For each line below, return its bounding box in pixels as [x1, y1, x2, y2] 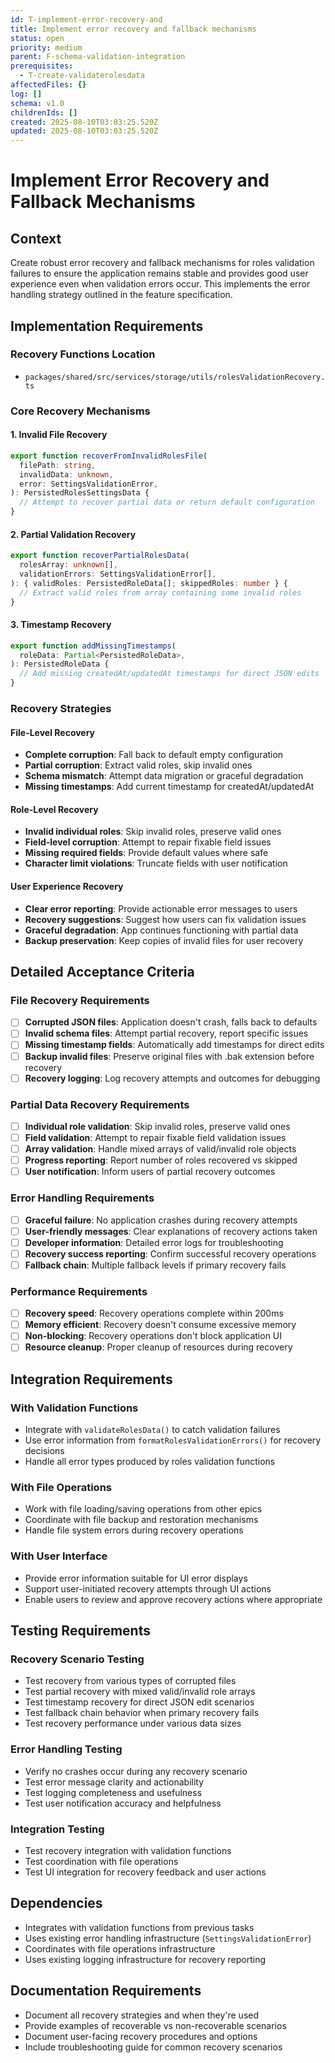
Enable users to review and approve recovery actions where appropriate [24, 1593, 323, 1605]
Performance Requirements [10, 1284, 148, 1298]
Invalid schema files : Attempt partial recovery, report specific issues [24, 1027, 309, 1040]
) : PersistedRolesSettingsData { [10, 488, 150, 498]
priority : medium [10, 42, 83, 53]
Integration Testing [10, 1822, 105, 1836]
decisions [24, 1445, 65, 1457]
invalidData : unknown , [19, 469, 114, 480]
